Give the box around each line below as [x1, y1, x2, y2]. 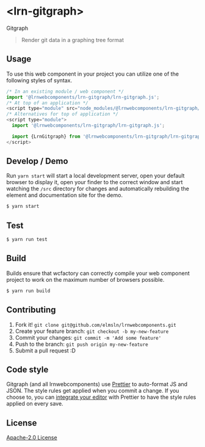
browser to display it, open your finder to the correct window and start [6, 179, 183, 186]
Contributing [6, 305, 56, 315]
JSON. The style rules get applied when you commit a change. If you [6, 387, 179, 395]
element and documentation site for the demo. [6, 191, 123, 199]
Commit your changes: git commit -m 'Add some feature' [15, 334, 162, 341]
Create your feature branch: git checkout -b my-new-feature [15, 327, 169, 335]
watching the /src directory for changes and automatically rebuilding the [6, 185, 189, 193]
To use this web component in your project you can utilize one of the [6, 70, 179, 77]
